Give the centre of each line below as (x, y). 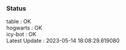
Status (16, 8)
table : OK (19, 22)
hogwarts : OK (24, 28)
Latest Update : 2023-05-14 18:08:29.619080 (63, 41)
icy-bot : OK (21, 34)
